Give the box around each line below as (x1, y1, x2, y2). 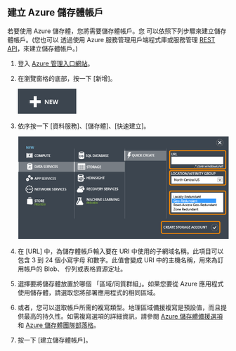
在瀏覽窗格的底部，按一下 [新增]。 (17, 74, 117, 82)
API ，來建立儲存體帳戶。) (7, 44, 79, 53)
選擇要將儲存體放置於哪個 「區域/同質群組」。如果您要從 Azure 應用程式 (17, 279, 224, 288)
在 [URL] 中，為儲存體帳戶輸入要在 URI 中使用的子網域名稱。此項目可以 (17, 247, 224, 255)
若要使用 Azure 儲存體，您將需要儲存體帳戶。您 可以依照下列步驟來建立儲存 (7, 27, 227, 35)
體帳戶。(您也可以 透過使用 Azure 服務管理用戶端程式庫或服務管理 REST (7, 35, 216, 44)
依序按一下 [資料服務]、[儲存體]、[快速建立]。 (17, 122, 150, 130)
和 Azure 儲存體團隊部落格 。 (17, 321, 100, 329)
